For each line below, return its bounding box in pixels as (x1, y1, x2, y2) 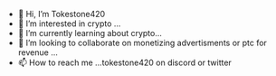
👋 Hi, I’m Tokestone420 (17, 9, 106, 19)
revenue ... (17, 47, 59, 58)
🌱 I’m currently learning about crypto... (17, 28, 163, 38)
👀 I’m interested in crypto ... (17, 18, 121, 29)
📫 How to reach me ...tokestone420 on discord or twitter (17, 57, 233, 68)
